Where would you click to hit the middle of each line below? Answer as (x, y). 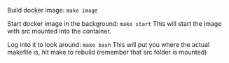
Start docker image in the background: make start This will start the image (114, 23)
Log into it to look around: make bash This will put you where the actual (109, 44)
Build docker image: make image (53, 10)
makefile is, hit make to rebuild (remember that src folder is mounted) (107, 52)
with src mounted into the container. (60, 31)
